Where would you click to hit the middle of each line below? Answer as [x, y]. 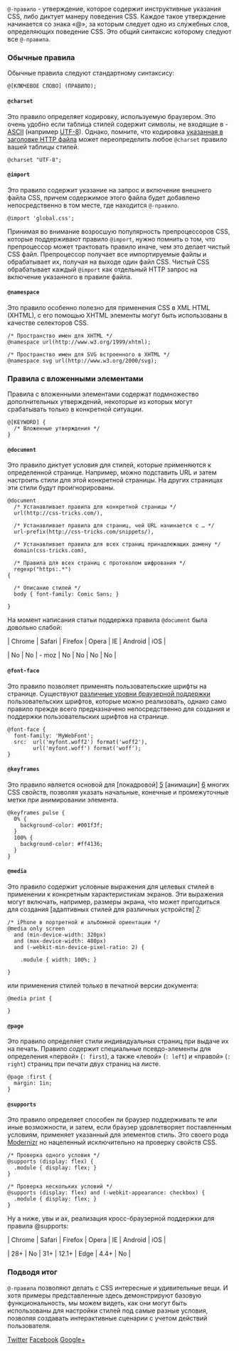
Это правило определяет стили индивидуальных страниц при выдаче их [118, 1041]
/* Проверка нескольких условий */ [60, 1187]
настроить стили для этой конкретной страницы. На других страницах [115, 480]
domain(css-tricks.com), [51, 551]
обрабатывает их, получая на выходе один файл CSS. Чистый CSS [108, 262]
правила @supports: [38, 1226]
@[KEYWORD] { [27, 423]
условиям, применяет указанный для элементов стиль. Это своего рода [118, 1135]
